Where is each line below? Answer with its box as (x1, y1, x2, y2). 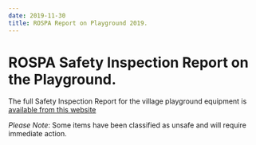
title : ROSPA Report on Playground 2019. (8, 19, 148, 27)
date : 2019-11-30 (8, 11, 66, 20)
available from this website (8, 105, 96, 115)
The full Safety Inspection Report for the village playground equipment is (8, 96, 247, 106)
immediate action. (8, 129, 67, 139)
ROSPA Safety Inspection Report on (8, 53, 249, 72)
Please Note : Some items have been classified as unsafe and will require (8, 120, 247, 130)
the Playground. (8, 70, 117, 88)
